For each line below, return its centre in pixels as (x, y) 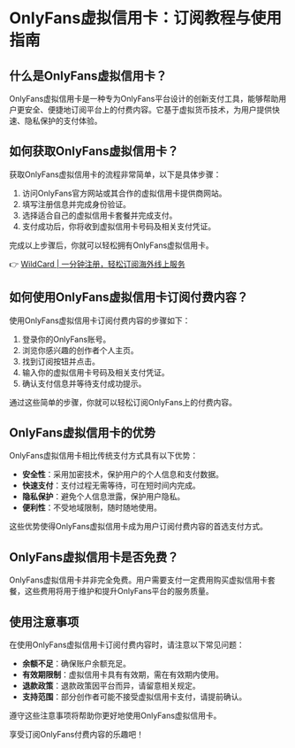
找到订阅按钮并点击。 (61, 361)
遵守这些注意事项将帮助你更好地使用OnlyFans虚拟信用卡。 (115, 716)
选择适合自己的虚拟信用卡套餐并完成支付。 (99, 215)
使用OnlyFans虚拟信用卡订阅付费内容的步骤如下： (100, 320)
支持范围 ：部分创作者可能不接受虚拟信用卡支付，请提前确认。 (134, 697)
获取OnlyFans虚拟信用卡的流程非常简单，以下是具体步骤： (115, 174)
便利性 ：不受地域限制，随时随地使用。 (91, 508)
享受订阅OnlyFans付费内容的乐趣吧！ (76, 735)
